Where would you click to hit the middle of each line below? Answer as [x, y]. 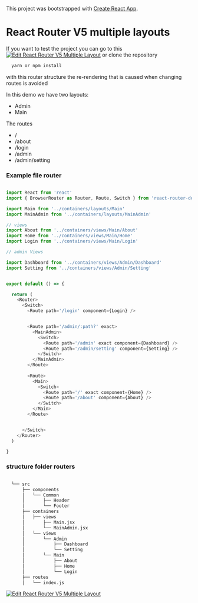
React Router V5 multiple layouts [88, 32]
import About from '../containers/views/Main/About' [72, 230]
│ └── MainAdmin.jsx [55, 528]
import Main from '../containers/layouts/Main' [66, 208]
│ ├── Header [45, 501]
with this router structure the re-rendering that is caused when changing [94, 77]
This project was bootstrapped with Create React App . [72, 9]
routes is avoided [27, 83]
